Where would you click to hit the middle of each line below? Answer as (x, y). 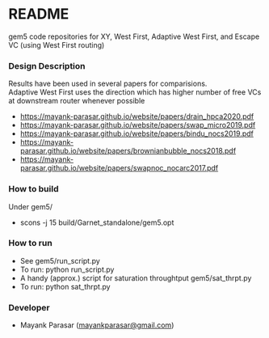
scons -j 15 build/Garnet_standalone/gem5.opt (97, 222)
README (39, 14)
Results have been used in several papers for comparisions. (108, 84)
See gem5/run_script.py (60, 260)
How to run (30, 243)
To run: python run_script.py (67, 269)
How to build (34, 189)
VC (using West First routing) (57, 44)
